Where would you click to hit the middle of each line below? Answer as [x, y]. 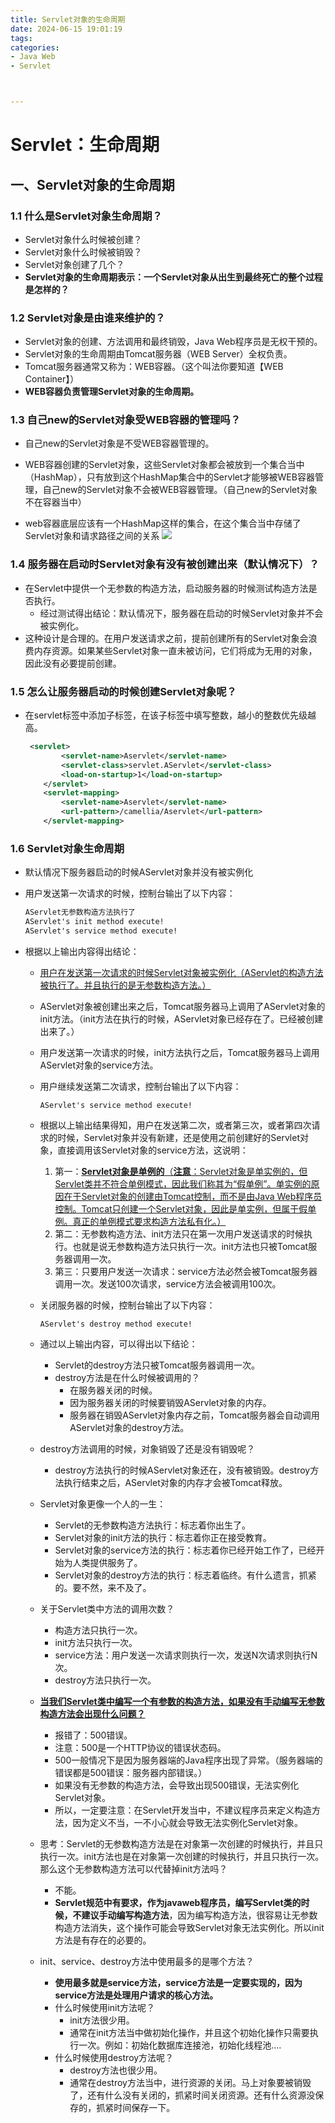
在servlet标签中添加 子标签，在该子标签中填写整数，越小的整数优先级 [166, 715]
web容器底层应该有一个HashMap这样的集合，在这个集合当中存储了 [163, 523]
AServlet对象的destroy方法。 [129, 1427]
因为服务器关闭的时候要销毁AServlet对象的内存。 [170, 1402]
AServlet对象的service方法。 [99, 1065]
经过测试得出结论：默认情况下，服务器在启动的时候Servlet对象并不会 [181, 613]
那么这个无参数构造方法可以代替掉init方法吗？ [133, 1868]
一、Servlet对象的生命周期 [92, 184]
